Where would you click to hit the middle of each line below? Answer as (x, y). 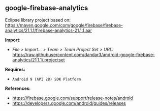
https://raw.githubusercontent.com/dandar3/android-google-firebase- (83, 55)
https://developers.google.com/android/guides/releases (69, 103)
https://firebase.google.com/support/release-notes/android (73, 98)
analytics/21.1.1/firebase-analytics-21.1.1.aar (48, 30)
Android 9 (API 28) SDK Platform (47, 79)
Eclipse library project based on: (38, 20)
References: (18, 88)
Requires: (15, 69)
